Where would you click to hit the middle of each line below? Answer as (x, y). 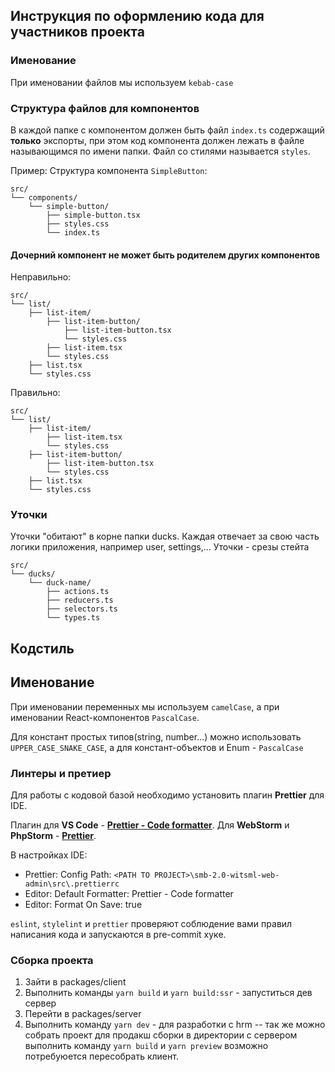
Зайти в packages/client (75, 982)
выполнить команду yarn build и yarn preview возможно (146, 1046)
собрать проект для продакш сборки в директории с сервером (161, 1035)
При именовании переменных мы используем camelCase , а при (145, 706)
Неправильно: (41, 277)
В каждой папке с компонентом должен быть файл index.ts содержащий (167, 130)
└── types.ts (73, 618)
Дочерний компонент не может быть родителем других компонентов (165, 255)
